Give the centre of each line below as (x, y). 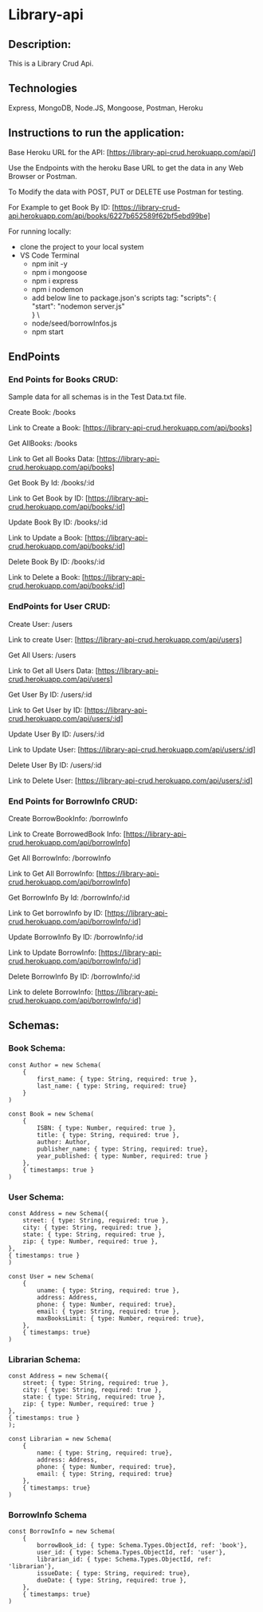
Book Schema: (37, 1048)
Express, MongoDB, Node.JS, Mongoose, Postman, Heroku (106, 108)
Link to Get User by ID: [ (48, 710)
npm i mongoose (59, 272)
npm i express (55, 281)
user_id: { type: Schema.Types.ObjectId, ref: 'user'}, (131, 1553)
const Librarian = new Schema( (60, 1439)
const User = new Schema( (51, 1276)
